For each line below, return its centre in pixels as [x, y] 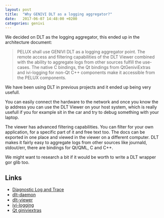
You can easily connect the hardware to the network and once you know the [82, 102]
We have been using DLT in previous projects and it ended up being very [78, 87]
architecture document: [29, 43]
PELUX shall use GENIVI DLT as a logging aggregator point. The [81, 52]
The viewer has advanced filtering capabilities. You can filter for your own [79, 127]
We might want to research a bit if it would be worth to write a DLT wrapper [81, 157]
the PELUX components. [42, 78]
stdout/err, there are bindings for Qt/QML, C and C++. [59, 148]
